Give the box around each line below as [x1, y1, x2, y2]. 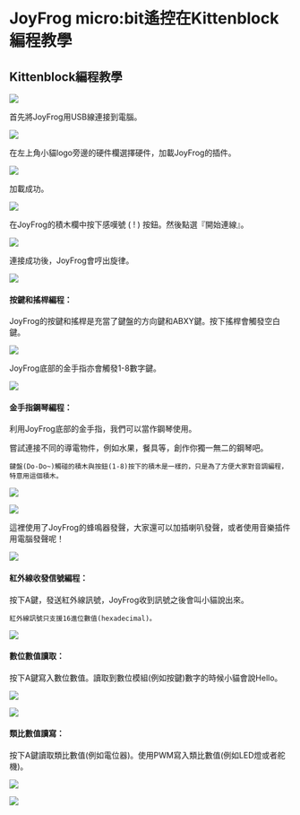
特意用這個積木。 [9, 472, 64, 481]
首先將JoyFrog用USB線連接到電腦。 [9, 111, 142, 122]
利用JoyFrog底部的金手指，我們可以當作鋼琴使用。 [9, 424, 197, 434]
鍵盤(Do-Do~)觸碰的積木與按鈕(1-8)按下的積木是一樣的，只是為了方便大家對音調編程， [9, 462, 288, 471]
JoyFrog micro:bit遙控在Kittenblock [9, 8, 279, 29]
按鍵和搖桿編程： [9, 294, 73, 305]
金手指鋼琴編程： [9, 401, 73, 413]
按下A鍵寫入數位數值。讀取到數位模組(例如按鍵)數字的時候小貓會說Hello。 [9, 672, 283, 683]
